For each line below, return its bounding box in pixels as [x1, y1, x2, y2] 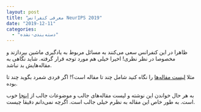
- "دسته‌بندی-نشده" [12, 32, 59, 38]
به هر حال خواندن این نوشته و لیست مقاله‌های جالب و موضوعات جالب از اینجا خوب [6, 92, 194, 99]
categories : [6, 26, 37, 32]
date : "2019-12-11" [6, 20, 56, 26]
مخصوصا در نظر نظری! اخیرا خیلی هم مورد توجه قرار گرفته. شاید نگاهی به [6, 55, 176, 62]
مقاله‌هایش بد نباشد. [6, 62, 52, 69]
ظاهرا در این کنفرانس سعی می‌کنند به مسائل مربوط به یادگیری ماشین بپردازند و [6, 48, 188, 56]
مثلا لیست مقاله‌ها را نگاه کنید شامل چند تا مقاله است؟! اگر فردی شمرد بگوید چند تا [6, 73, 195, 81]
